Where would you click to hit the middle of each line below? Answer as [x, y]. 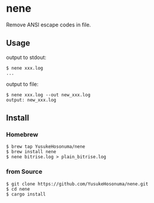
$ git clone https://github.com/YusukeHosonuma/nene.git [77, 184]
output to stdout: [26, 57]
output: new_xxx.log [31, 100]
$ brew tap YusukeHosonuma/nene [46, 147]
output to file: [22, 84]
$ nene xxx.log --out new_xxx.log [48, 95]
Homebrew [22, 135]
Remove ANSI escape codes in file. [48, 25]
